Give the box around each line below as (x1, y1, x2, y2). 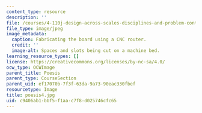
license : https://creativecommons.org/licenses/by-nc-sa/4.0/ (6, 59, 165, 65)
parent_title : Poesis (6, 70, 61, 76)
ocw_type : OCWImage (6, 64, 55, 71)
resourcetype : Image (6, 87, 58, 93)
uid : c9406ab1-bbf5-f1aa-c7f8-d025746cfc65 (6, 97, 117, 103)
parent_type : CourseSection (6, 75, 77, 81)
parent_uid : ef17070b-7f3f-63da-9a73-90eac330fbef (6, 81, 136, 87)
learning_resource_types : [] (6, 53, 79, 59)
